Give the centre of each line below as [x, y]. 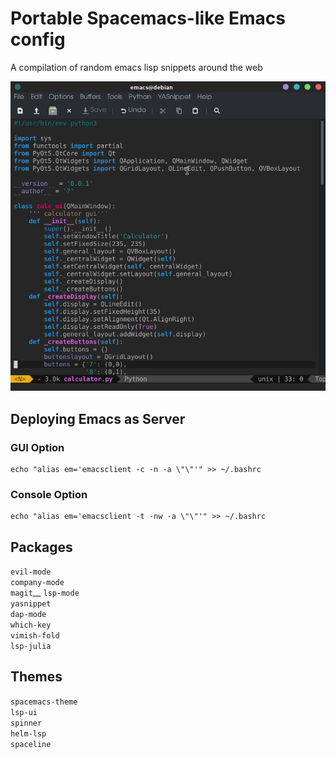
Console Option [49, 494]
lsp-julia [31, 647]
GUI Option [37, 447]
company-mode [37, 583]
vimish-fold [35, 636]
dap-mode [28, 615]
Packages [41, 547]
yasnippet [31, 604]
